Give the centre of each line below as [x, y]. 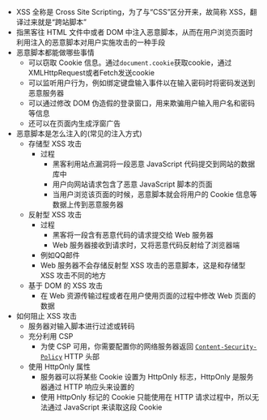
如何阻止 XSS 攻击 [47, 316]
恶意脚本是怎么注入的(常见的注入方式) [79, 133]
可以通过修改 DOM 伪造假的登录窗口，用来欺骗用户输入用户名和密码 [141, 103]
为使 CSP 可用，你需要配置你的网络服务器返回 [117, 346]
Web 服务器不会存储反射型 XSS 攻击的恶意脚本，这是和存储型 [143, 265]
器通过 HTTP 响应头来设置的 [87, 387]
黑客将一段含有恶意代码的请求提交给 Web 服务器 [133, 235]
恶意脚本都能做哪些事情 [55, 52]
